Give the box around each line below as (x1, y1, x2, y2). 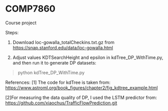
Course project (5, 20, 37, 26)
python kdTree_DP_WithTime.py (17, 69, 85, 76)
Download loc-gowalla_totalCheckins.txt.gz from (12, 39, 115, 45)
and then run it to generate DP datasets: (12, 60, 96, 66)
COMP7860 (5, 3, 56, 15)
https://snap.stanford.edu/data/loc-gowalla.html (12, 44, 113, 50)
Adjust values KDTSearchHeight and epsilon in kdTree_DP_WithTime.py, (12, 54, 163, 61)
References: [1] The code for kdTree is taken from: (5, 79, 111, 85)
